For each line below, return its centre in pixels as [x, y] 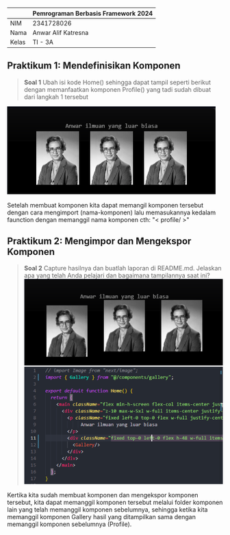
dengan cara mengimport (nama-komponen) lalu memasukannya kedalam [112, 212]
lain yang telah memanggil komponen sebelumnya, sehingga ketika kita [107, 509]
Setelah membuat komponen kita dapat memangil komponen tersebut [105, 205]
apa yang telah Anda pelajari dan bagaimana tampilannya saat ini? [117, 275]
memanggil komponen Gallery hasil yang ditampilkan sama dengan [102, 517]
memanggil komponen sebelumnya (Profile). [69, 524]
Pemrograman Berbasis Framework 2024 [93, 13]
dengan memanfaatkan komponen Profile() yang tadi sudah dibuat [117, 89]
